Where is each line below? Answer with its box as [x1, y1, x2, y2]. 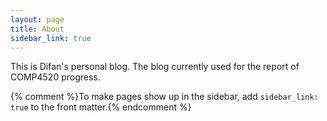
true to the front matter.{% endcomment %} [10, 101, 192, 113]
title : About [10, 24, 65, 34]
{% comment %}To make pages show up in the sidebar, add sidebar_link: [10, 91, 319, 103]
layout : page [10, 14, 65, 25]
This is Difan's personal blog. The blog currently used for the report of [10, 61, 300, 73]
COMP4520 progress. [10, 71, 101, 83]
